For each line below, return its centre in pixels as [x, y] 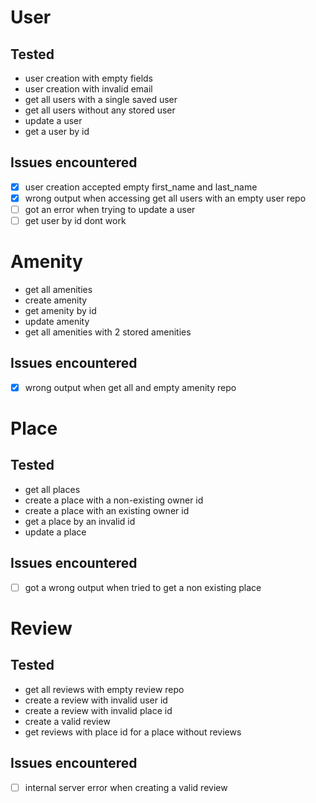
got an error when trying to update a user [110, 209]
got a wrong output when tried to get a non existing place [143, 587]
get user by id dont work [75, 220]
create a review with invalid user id [96, 700]
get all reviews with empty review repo [104, 689]
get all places [52, 489]
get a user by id [57, 131]
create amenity [56, 300]
